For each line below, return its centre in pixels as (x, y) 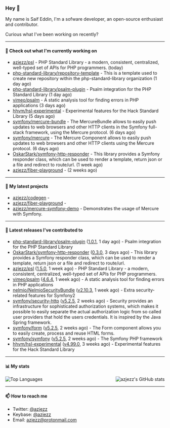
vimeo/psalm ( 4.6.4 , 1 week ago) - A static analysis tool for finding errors (88, 279)
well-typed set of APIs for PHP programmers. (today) (68, 68)
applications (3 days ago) (39, 105)
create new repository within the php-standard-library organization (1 (85, 78)
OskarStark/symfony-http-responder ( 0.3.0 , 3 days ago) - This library (85, 252)
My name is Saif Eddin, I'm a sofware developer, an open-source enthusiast (84, 19)
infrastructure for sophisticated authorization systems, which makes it (85, 306)
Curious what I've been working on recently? (52, 35)
